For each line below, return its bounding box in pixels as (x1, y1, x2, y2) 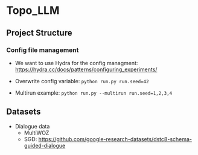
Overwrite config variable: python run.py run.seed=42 (14, 77, 149, 84)
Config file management (6, 46, 79, 54)
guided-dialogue (24, 142, 66, 149)
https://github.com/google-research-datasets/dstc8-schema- (38, 135, 192, 142)
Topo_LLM (6, 4, 60, 17)
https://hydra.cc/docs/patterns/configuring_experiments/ (14, 66, 158, 73)
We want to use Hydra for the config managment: (14, 59, 138, 66)
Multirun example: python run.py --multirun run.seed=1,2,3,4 (14, 89, 173, 96)
